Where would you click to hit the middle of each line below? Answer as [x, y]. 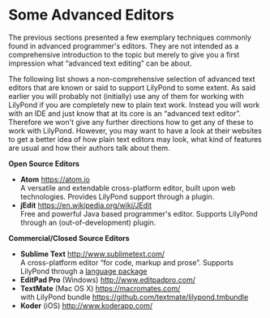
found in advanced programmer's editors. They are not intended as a [124, 45]
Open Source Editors [44, 163]
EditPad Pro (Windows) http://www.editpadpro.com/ [108, 279]
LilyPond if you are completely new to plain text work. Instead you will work [134, 105]
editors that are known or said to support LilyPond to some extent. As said [132, 88]
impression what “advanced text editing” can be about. [100, 63]
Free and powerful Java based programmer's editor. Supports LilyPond [139, 213]
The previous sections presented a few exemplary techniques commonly [130, 37]
